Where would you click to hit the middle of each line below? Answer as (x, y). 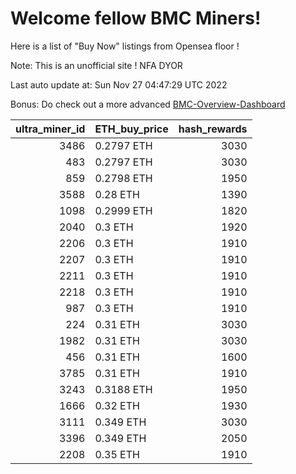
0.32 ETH (117, 405)
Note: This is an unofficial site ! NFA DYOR (96, 65)
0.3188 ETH (123, 389)
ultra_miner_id (50, 129)
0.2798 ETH (123, 178)
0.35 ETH (117, 454)
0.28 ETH (117, 194)
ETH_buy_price (131, 129)
